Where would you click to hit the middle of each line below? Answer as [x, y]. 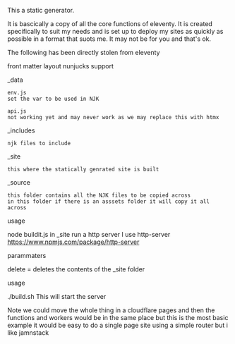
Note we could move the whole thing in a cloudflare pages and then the [111, 310]
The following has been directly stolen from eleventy [84, 53]
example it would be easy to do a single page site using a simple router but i [117, 325]
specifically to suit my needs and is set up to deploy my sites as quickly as [115, 31]
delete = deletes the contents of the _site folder [76, 269]
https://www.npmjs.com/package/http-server [73, 242]
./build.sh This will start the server [57, 296]
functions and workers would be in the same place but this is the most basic [118, 318]
